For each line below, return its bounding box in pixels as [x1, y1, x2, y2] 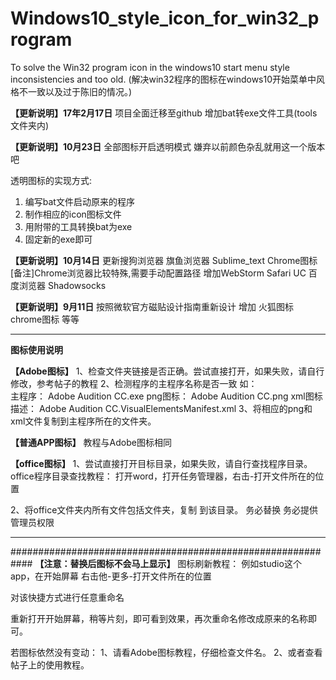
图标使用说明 [10, 343, 63, 356]
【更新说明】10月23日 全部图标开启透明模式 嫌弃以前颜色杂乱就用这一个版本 [10, 140, 326, 152]
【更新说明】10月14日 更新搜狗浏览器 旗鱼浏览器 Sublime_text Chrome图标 [10, 254, 318, 266]
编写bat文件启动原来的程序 [24, 195, 135, 207]
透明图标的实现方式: [10, 174, 93, 186]
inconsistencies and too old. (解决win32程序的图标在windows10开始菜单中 [10, 73, 317, 85]
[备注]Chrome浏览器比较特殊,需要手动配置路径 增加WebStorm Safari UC [10, 267, 307, 279]
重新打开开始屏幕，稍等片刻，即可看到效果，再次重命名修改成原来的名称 [10, 612, 308, 624]
